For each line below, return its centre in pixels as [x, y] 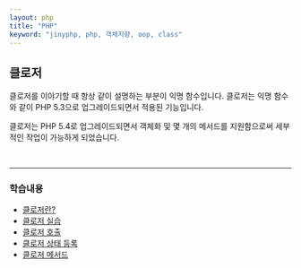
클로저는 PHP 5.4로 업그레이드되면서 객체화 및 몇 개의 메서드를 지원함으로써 [142, 126]
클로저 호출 [42, 232]
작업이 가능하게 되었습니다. [73, 138]
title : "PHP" [34, 26]
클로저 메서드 [45, 255]
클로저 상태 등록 [50, 244]
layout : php [31, 17]
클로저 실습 [42, 221]
